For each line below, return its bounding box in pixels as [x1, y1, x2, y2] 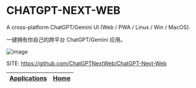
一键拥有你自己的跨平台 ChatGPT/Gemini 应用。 [6, 36, 126, 43]
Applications [9, 74, 47, 82]
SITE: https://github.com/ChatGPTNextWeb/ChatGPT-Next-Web [6, 60, 167, 67]
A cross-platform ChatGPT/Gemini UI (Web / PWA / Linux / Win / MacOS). [6, 24, 191, 31]
